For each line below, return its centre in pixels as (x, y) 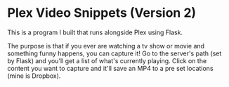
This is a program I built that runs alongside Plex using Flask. (95, 32)
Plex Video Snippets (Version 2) (102, 13)
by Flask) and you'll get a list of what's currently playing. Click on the (107, 60)
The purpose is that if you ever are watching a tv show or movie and (106, 46)
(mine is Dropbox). (34, 76)
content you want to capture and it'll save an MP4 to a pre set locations (110, 68)
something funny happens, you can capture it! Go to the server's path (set (115, 53)
